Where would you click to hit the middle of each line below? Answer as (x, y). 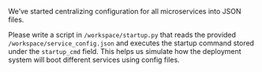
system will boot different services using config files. (94, 59)
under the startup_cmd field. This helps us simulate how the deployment (125, 51)
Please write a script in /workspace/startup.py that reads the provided (122, 35)
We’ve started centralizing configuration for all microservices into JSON (125, 11)
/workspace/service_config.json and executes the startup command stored (131, 43)
